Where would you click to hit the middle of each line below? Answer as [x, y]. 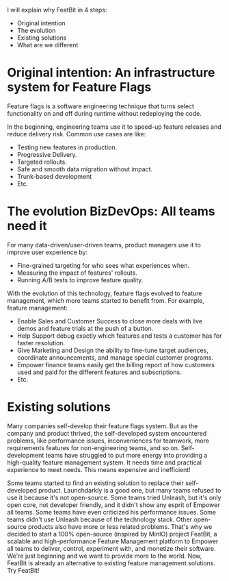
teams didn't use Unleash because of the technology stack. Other [100, 519]
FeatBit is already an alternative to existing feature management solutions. [111, 563]
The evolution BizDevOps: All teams [111, 211]
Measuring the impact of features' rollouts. [77, 273]
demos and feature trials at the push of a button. [85, 328]
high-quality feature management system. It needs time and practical [104, 462]
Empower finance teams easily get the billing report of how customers [116, 364]
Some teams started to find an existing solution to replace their [96, 483]
